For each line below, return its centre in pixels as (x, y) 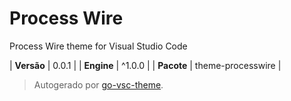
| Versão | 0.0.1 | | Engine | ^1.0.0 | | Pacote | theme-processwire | (145, 65)
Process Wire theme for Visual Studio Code (98, 46)
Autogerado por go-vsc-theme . (98, 84)
